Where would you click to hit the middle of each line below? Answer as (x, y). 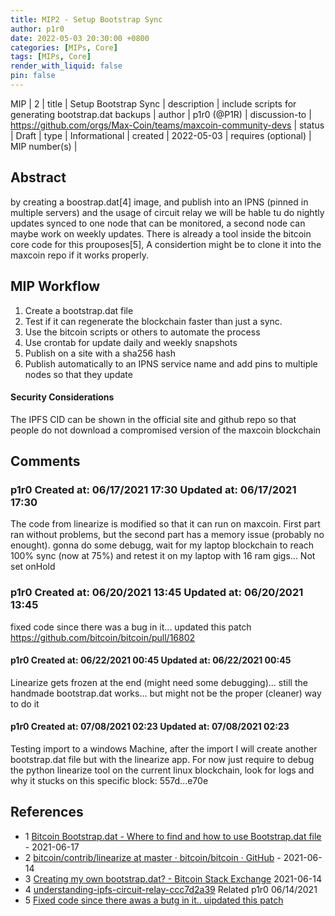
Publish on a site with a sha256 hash (100, 353)
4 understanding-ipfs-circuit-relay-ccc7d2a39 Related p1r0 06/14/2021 (171, 889)
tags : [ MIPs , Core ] (51, 57)
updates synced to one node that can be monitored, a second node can (158, 223)
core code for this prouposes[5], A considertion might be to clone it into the (166, 244)
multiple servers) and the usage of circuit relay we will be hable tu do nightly (167, 212)
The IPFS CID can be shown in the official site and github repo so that (153, 419)
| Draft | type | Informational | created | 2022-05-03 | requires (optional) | (161, 135)
